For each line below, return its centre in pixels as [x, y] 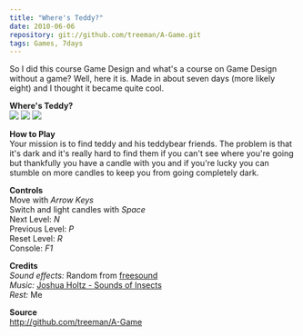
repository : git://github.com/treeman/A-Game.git [106, 35]
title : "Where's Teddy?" [56, 18]
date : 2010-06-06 [42, 26]
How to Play [33, 134]
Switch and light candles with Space [77, 210]
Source [24, 312]
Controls [26, 191]
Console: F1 [31, 248]
